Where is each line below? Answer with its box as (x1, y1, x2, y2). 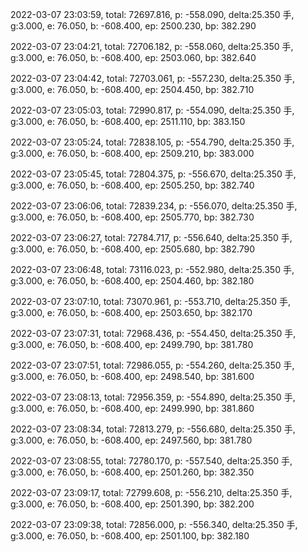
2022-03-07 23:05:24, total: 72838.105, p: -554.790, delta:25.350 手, (10, 136, 295, 148)
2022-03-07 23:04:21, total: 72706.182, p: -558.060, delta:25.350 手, (10, 41, 294, 52)
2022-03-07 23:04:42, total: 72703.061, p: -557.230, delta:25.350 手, (10, 73, 295, 84)
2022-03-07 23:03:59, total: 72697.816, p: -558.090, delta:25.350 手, (10, 9, 295, 20)
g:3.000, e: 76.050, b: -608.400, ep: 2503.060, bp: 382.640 (10, 52, 257, 63)
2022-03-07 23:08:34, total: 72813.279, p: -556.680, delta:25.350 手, (10, 423, 296, 435)
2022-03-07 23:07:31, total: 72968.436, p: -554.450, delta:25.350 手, (10, 328, 297, 339)
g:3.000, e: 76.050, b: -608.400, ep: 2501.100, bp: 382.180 (10, 530, 250, 542)
